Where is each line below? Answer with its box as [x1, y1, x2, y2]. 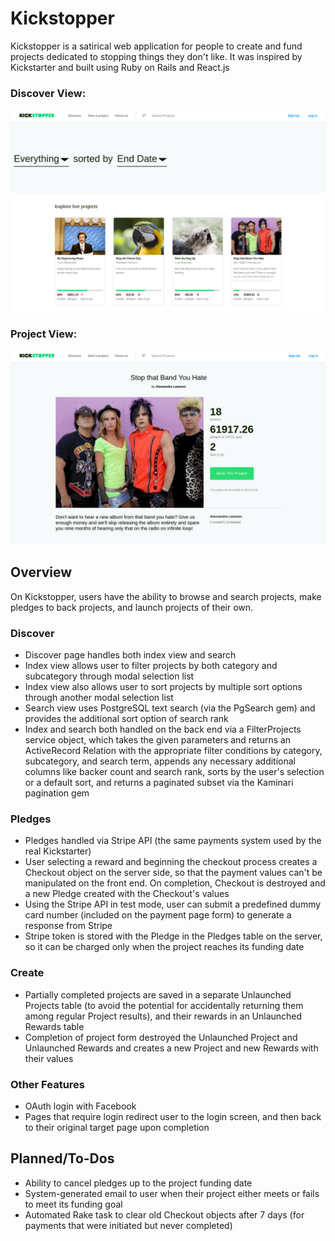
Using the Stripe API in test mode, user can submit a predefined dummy [24, 898, 322, 911]
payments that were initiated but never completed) [24, 1219, 233, 1231]
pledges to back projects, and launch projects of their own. [10, 601, 254, 613]
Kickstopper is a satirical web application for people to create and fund [10, 40, 303, 52]
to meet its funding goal [24, 1198, 123, 1210]
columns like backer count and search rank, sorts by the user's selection [24, 766, 325, 778]
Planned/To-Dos [10, 1150, 115, 1167]
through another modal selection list [24, 692, 174, 704]
